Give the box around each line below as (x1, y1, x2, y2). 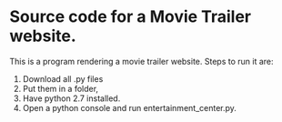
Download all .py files (22, 73, 104, 84)
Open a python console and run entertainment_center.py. (22, 102, 237, 113)
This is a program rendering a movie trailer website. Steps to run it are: (9, 56, 274, 66)
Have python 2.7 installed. (22, 93, 121, 104)
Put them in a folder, (22, 83, 98, 94)
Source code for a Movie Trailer (9, 6, 252, 27)
